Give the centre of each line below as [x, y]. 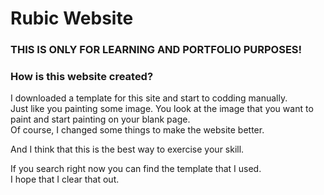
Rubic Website [72, 18]
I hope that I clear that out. [65, 179]
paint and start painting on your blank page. [100, 119]
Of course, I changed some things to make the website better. [137, 130]
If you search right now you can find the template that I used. [136, 169]
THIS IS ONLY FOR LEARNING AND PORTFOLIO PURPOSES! [156, 50]
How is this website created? [82, 77]
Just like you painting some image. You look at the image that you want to [162, 109]
